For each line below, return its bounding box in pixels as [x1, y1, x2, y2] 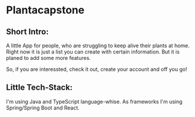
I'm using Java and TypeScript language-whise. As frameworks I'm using [6, 98, 183, 105]
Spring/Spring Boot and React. [6, 104, 80, 111]
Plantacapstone [6, 3, 85, 17]
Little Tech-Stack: [6, 83, 73, 93]
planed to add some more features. [6, 55, 91, 61]
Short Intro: [6, 27, 49, 37]
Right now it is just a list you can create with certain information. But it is [6, 48, 180, 55]
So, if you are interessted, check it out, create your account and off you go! [6, 66, 187, 73]
